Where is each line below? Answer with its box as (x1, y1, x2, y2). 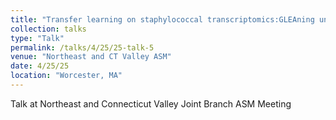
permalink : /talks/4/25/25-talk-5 (10, 42, 155, 53)
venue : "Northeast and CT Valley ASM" (10, 52, 172, 62)
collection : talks (10, 24, 87, 34)
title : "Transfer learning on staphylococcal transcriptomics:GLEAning (10, 14, 315, 25)
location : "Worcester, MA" (10, 71, 123, 81)
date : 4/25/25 (10, 61, 70, 71)
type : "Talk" (10, 33, 65, 43)
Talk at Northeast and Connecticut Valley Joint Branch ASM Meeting (10, 97, 292, 110)
